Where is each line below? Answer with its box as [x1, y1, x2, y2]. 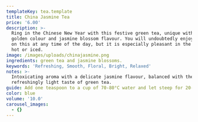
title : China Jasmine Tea [6, 14, 70, 20]
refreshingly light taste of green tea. [11, 80, 112, 86]
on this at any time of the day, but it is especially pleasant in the [11, 42, 192, 48]
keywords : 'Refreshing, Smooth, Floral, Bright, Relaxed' [6, 63, 151, 69]
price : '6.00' [6, 19, 41, 25]
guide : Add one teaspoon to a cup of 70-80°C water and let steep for [6, 85, 183, 91]
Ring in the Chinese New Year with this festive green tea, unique [11, 30, 181, 36]
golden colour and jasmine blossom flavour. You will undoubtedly [11, 36, 178, 42]
